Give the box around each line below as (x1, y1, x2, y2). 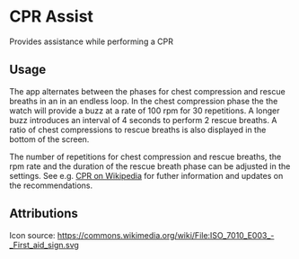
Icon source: (9, 229, 56, 240)
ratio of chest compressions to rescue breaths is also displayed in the (9, 124, 267, 135)
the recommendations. (9, 180, 93, 191)
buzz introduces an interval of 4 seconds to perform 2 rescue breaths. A (9, 114, 277, 125)
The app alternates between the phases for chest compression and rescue (9, 85, 286, 96)
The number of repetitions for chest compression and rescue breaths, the (9, 151, 282, 162)
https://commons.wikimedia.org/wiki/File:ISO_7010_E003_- (57, 229, 275, 240)
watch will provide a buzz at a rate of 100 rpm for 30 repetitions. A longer (9, 105, 280, 116)
